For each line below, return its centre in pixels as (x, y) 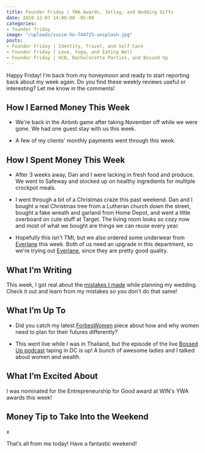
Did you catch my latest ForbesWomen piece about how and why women (107, 325)
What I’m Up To (36, 311)
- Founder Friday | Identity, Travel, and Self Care (75, 47)
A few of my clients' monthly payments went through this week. (95, 141)
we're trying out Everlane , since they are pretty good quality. (91, 251)
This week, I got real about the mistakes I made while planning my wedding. (102, 285)
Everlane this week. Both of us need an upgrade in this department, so (104, 244)
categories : (21, 23)
